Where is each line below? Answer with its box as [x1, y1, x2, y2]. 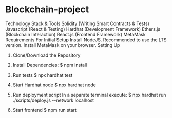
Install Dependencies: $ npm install [12, 62, 87, 68]
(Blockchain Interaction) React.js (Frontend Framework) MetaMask [5, 31, 146, 37]
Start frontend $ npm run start [12, 107, 77, 113]
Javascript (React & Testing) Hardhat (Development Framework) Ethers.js [5, 26, 161, 32]
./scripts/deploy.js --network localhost [12, 97, 94, 103]
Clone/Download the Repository [12, 52, 81, 58]
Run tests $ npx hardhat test [12, 72, 73, 78]
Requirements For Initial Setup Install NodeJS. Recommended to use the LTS [5, 37, 167, 43]
